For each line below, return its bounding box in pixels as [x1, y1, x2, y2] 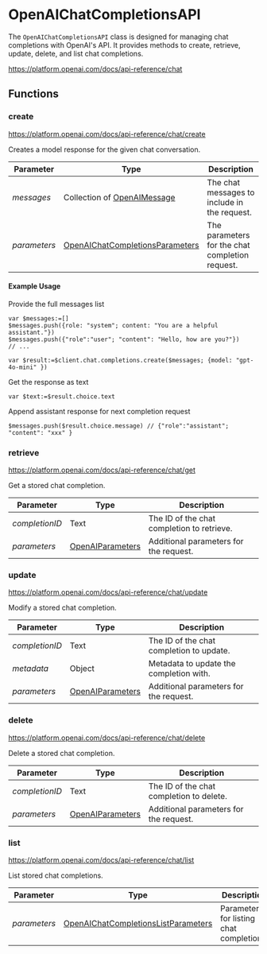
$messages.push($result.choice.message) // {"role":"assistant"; [8, 421, 229, 430]
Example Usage [8, 281, 61, 291]
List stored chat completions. [8, 871, 103, 880]
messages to [207, 187, 255, 198]
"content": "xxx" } [8, 429, 73, 436]
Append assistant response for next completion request [8, 406, 191, 416]
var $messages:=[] [8, 314, 69, 323]
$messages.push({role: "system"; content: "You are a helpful [8, 321, 219, 329]
